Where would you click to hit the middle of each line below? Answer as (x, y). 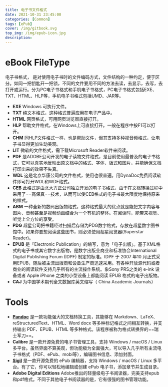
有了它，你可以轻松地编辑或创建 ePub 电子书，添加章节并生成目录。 (91, 366)
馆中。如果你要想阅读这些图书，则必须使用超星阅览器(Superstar (78, 231)
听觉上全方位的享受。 (34, 219)
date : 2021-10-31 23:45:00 (33, 15)
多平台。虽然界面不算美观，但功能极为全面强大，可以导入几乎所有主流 (85, 348)
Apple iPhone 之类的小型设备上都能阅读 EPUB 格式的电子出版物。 (94, 275)
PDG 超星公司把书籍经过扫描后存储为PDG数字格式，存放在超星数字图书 (86, 225)
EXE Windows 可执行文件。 (41, 106)
